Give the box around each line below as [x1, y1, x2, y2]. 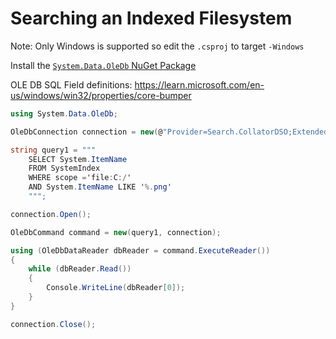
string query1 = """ [10, 145, 97, 155]
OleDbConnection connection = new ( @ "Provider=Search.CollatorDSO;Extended [10, 127, 329, 137]
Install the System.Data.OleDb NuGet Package [10, 59, 197, 71]
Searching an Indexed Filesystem [10, 7, 293, 30]
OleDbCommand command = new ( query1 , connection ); [10, 227, 222, 237]
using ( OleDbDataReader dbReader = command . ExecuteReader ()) [10, 245, 271, 256]
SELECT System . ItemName [28, 154, 128, 164]
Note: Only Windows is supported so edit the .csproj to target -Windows [10, 40, 305, 52]
